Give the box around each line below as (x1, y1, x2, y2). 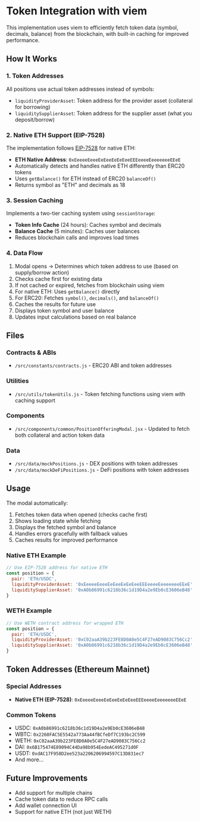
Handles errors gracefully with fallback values (14, 530, 128, 537)
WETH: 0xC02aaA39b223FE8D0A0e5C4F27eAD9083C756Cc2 (14, 737, 146, 744)
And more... (14, 756, 44, 763)
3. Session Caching (6, 196, 64, 204)
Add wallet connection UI (14, 801, 77, 809)
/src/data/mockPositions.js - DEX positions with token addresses (14, 460, 178, 467)
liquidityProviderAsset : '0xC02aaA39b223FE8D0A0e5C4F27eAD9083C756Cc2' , (11, 637, 196, 643)
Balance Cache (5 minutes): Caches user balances (14, 228, 140, 235)
